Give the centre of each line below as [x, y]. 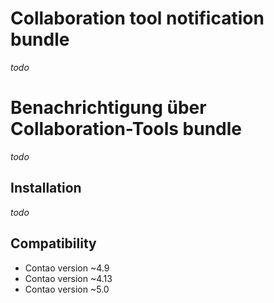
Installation [46, 188]
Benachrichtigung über [108, 108]
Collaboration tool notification [137, 18]
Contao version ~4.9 [67, 268]
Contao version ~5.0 [67, 289]
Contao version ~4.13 [68, 278]
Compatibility [53, 243]
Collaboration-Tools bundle [126, 129]
